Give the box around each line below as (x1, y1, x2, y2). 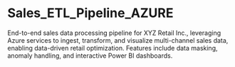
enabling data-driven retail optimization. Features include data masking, (7, 43, 219, 52)
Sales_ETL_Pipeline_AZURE (7, 5, 174, 21)
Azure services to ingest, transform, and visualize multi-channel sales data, (7, 36, 229, 44)
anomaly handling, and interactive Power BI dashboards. (7, 51, 173, 60)
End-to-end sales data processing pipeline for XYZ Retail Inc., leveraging (7, 29, 221, 37)
